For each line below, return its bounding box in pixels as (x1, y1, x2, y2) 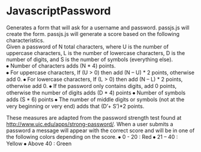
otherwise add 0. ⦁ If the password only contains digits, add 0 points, (6, 82, 177, 89)
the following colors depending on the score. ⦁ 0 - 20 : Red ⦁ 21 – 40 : (6, 133, 178, 140)
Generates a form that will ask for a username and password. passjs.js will (6, 24, 190, 31)
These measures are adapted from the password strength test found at (6, 114, 182, 121)
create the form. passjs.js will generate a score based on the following (6, 30, 180, 37)
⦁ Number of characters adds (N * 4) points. (6, 62, 116, 69)
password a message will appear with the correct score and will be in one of (6, 127, 195, 134)
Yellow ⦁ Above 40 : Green (6, 139, 72, 147)
